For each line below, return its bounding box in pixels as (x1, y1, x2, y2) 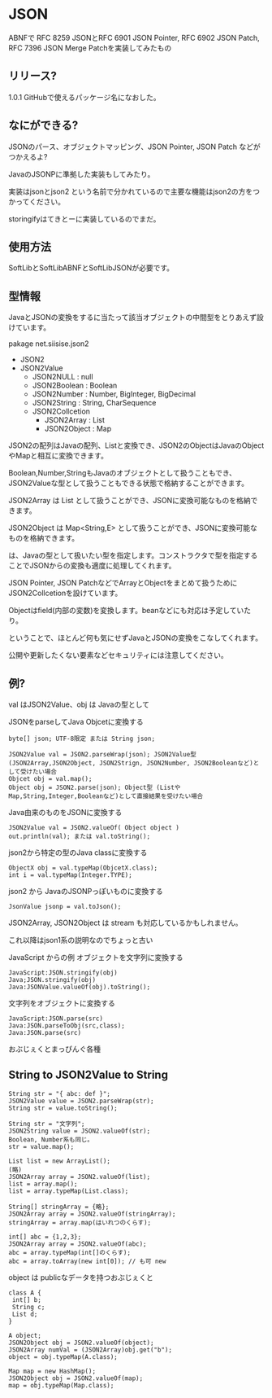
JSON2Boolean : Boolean (32, 380, 118, 391)
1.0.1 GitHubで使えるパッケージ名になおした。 (8, 92, 161, 102)
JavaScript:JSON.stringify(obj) (8, 969, 118, 977)
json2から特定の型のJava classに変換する (8, 848, 148, 857)
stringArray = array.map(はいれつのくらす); (8, 1218, 152, 1226)
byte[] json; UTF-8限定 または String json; (8, 734, 156, 743)
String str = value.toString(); (8, 1104, 118, 1112)
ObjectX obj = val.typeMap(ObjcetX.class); (8, 864, 158, 872)
